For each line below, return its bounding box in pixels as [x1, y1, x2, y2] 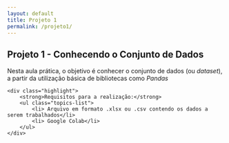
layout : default [7, 10, 54, 17]
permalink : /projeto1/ [7, 23, 72, 30]
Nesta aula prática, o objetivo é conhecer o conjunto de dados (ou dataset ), [7, 67, 223, 75]
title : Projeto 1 [7, 17, 57, 23]
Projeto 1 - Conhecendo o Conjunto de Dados [7, 48, 204, 60]
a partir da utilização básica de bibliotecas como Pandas [7, 74, 169, 83]
